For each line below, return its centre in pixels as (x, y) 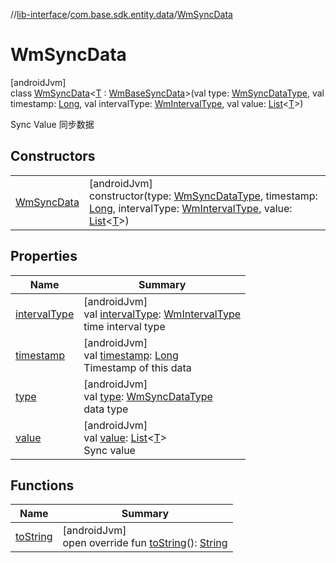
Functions (42, 485)
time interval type (124, 326)
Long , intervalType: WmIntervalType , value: (190, 208)
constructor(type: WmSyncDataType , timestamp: (203, 196)
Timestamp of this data (137, 367)
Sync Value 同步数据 (52, 124)
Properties (44, 256)
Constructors (53, 156)
